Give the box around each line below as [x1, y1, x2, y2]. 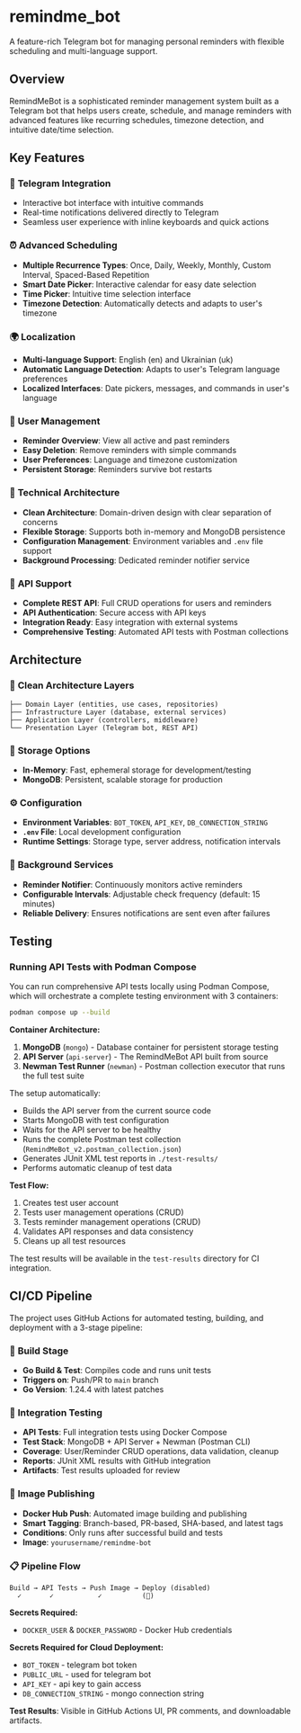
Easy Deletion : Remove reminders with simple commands [22, 445, 237, 456]
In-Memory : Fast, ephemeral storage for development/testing [22, 764, 252, 775]
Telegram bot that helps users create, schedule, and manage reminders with [9, 105, 292, 116]
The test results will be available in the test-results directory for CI [9, 1253, 260, 1264]
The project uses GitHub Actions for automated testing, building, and [9, 1312, 264, 1323]
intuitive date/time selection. [9, 124, 114, 135]
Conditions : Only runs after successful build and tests [22, 1527, 223, 1538]
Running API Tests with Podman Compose [9, 960, 197, 973]
